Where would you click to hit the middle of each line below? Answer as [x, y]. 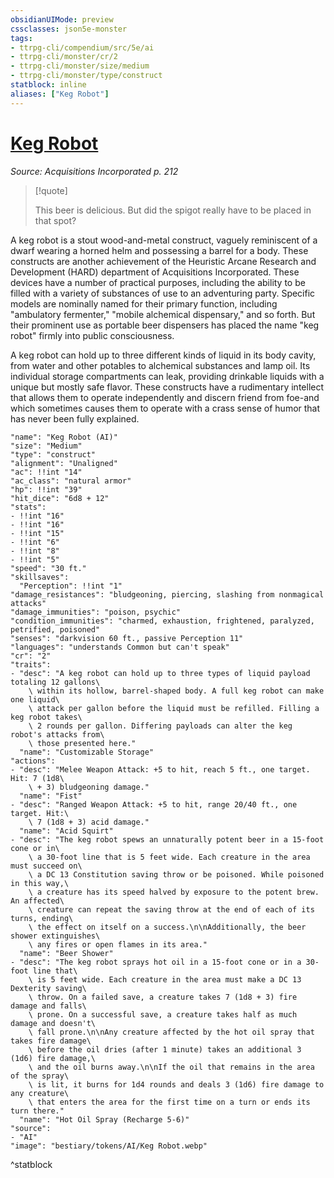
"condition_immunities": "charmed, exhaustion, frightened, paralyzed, [162, 621]
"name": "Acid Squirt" [66, 831]
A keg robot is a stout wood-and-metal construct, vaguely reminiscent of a [164, 240]
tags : [21, 38]
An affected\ [37, 901]
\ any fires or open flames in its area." [118, 944]
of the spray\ [40, 1076]
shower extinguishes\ [55, 936]
